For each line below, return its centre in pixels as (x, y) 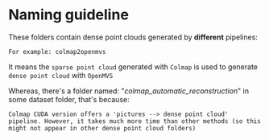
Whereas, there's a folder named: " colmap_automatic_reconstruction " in (129, 91)
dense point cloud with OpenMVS (61, 75)
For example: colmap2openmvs (57, 51)
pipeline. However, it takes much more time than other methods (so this (135, 121)
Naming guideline (68, 15)
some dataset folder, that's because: (69, 99)
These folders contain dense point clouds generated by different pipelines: (133, 37)
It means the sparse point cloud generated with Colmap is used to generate (133, 67)
